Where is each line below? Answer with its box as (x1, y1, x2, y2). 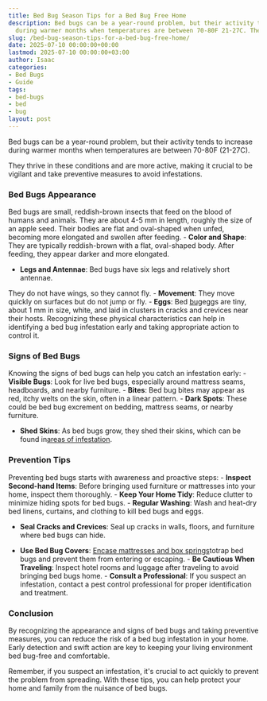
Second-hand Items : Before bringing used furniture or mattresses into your (8, 481, 256, 490)
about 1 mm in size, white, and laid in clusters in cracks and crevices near (8, 305, 249, 315)
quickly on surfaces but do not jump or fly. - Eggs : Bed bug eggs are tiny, (8, 297, 247, 307)
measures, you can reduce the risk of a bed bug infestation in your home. (8, 634, 249, 644)
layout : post (8, 115, 52, 123)
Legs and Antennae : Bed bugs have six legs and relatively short (19, 265, 230, 274)
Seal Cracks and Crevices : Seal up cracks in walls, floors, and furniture (19, 521, 255, 531)
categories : (8, 64, 48, 72)
